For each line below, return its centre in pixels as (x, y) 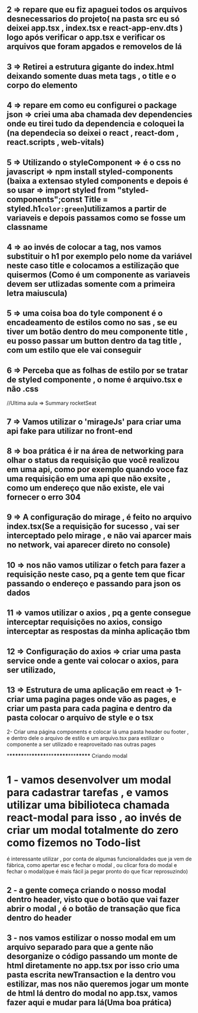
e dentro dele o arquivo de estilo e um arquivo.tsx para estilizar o (85, 738)
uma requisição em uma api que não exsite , (89, 478)
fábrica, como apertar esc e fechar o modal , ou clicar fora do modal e (92, 865)
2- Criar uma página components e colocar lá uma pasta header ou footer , (98, 732)
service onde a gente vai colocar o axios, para (93, 660)
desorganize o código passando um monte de (92, 957)
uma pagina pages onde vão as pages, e (101, 699)
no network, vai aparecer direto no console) (89, 545)
